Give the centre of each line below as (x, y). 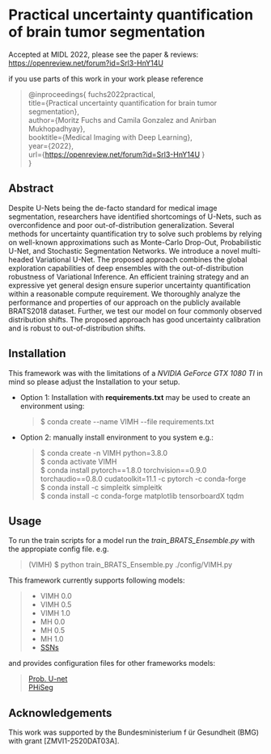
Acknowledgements (60, 713)
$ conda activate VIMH (78, 461)
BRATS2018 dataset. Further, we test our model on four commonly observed (135, 311)
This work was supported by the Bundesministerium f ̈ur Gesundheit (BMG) (134, 732)
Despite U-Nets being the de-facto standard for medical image (113, 208)
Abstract (31, 189)
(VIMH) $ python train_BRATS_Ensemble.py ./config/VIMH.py (130, 565)
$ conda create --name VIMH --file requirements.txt (127, 421)
